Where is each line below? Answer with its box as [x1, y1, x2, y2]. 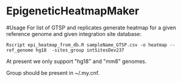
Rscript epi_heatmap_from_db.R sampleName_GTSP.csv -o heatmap [6, 42, 168, 48]
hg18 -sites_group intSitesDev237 [35, 47, 125, 53]
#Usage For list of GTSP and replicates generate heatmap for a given [6, 24, 177, 31]
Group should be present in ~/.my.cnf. [6, 69, 100, 76]
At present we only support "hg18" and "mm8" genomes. [6, 57, 147, 65]
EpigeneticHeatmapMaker [6, 4, 139, 18]
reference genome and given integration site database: [6, 30, 142, 37]
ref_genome [6, 47, 34, 53]
